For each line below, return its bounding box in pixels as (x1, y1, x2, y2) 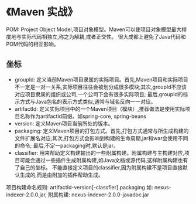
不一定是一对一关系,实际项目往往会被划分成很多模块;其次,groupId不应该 (14, 83, 187, 90)
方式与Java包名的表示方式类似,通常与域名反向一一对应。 (19, 98, 156, 105)
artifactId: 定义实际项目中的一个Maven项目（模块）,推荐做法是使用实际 (14, 105, 185, 112)
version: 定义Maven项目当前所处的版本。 (14, 120, 114, 127)
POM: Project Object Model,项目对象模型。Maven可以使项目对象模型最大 (6, 26, 182, 33)
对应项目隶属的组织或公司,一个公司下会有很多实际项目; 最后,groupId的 (14, 90, 183, 97)
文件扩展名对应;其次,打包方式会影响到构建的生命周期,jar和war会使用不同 (14, 134, 188, 141)
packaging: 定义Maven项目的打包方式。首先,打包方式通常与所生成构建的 (14, 127, 189, 134)
